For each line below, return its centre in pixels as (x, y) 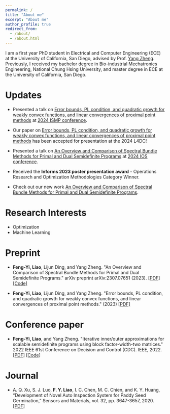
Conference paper (45, 325)
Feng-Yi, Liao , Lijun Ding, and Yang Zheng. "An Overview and (77, 267)
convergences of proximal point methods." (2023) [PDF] (71, 304)
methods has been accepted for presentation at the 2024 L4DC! (80, 141)
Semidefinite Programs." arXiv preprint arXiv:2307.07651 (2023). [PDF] (86, 278)
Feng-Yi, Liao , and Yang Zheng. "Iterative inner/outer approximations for (88, 339)
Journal (22, 376)
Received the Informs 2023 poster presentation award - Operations (84, 171)
